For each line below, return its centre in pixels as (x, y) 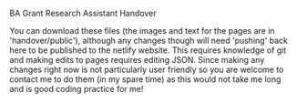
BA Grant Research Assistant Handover (83, 13)
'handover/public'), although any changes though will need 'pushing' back (149, 41)
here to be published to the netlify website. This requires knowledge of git (148, 50)
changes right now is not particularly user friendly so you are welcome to (147, 69)
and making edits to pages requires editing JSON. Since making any (137, 60)
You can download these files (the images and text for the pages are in (142, 31)
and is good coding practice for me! (77, 89)
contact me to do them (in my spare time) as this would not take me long (145, 79)
